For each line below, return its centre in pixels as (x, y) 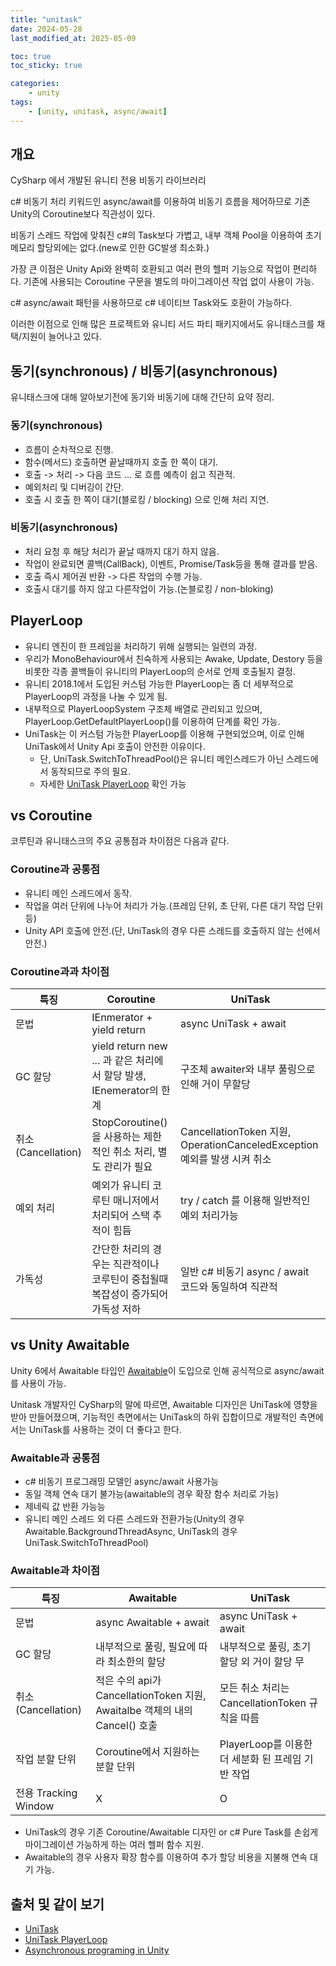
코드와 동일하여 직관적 (229, 1287)
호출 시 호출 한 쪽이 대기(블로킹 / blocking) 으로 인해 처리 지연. (147, 499)
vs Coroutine (51, 816)
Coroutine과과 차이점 (60, 971)
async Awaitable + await (152, 1623)
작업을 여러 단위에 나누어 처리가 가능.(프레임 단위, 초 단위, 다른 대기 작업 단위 (174, 905)
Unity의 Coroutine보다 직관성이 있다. (83, 214)
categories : (35, 84)
